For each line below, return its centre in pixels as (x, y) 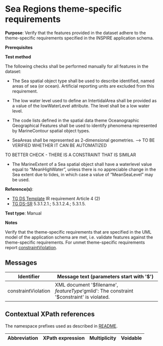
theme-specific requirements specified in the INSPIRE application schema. (80, 38)
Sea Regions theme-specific (64, 9)
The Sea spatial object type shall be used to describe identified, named (83, 81)
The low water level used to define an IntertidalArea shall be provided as (84, 100)
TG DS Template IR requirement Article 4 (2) (56, 199)
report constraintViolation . (31, 247)
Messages (21, 263)
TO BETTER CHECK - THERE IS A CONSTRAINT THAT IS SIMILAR (71, 155)
